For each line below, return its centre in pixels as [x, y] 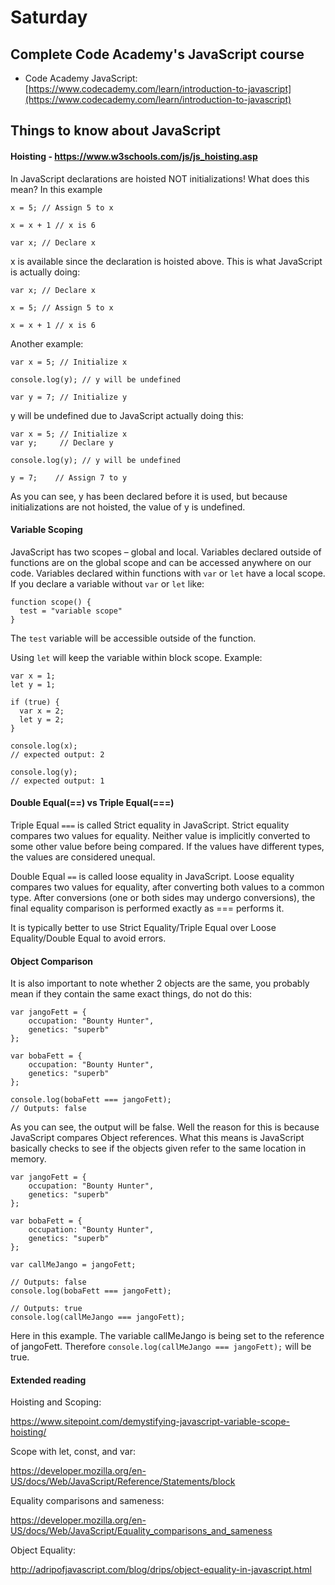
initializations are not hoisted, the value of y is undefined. [128, 507]
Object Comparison [51, 961]
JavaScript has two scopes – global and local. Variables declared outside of [166, 552]
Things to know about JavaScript [115, 131]
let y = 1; [33, 684]
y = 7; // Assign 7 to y [69, 477]
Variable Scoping [46, 530]
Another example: [47, 343]
